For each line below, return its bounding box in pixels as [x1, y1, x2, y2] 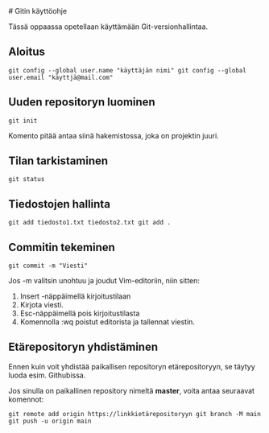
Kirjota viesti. [19, 300, 64, 310]
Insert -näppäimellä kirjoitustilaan [19, 291, 131, 301]
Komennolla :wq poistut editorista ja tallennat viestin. [19, 317, 196, 327]
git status [8, 175, 45, 184]
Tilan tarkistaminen [8, 155, 109, 168]
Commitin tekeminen [8, 240, 115, 254]
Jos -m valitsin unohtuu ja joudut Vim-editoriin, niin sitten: [8, 276, 200, 286]
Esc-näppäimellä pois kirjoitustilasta [19, 308, 140, 319]
